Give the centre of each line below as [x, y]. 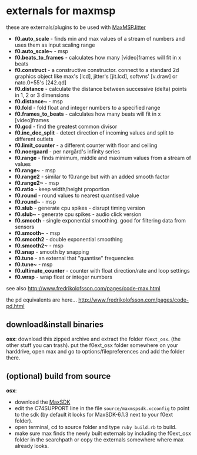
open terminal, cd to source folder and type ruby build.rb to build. [96, 427]
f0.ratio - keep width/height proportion [62, 189]
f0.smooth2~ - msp [39, 245]
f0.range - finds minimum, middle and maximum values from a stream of [103, 158]
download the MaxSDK [42, 402]
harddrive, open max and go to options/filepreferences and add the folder [96, 351]
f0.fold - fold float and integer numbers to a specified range [87, 107]
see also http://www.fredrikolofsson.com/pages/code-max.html [83, 288]
